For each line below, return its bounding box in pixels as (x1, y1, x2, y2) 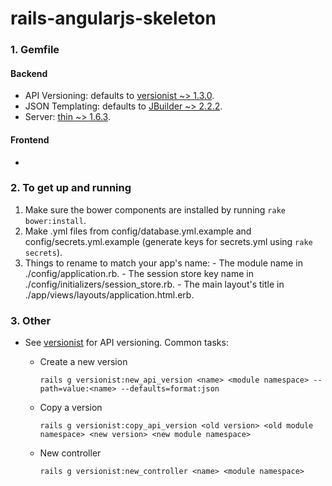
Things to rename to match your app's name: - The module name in (24, 257, 303, 269)
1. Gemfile (10, 43, 60, 57)
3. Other (10, 313, 52, 327)
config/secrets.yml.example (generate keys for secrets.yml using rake (24, 235, 313, 247)
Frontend (10, 133, 50, 146)
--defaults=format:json (120, 384, 220, 394)
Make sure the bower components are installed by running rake (24, 203, 286, 216)
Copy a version (39, 402, 103, 414)
